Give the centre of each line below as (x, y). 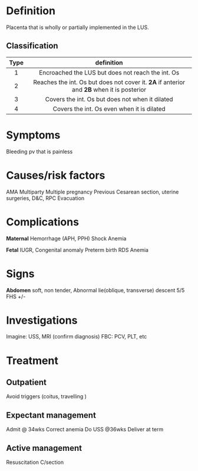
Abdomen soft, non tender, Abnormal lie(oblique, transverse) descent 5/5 (95, 290)
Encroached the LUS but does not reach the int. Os (109, 72)
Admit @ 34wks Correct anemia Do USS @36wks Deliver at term (85, 430)
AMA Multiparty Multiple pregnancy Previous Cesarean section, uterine (93, 192)
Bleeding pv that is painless (39, 151)
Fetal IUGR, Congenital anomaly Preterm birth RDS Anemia (77, 250)
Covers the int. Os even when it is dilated (109, 109)
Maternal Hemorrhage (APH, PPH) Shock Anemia (66, 238)
